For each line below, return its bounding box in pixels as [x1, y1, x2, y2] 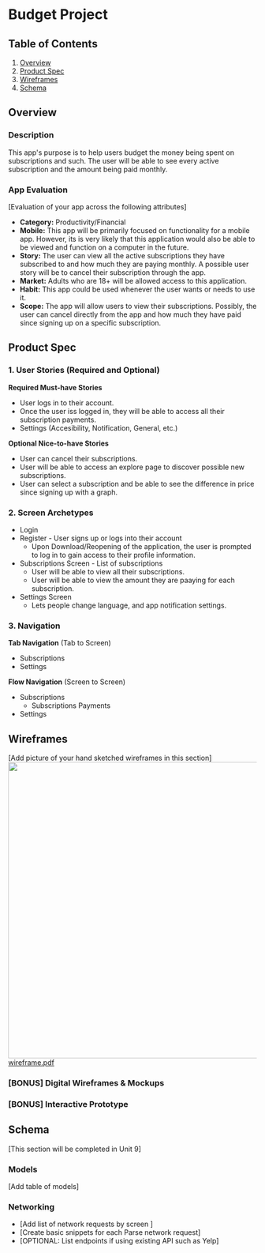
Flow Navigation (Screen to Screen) [8, 677, 126, 687]
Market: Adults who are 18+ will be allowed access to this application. [19, 276, 247, 285]
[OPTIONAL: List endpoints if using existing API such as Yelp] [19, 1236, 219, 1246]
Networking [8, 1201, 55, 1212]
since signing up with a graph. [19, 487, 118, 497]
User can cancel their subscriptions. [19, 453, 138, 463]
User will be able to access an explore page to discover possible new [19, 462, 245, 472]
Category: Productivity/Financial [19, 217, 126, 227]
